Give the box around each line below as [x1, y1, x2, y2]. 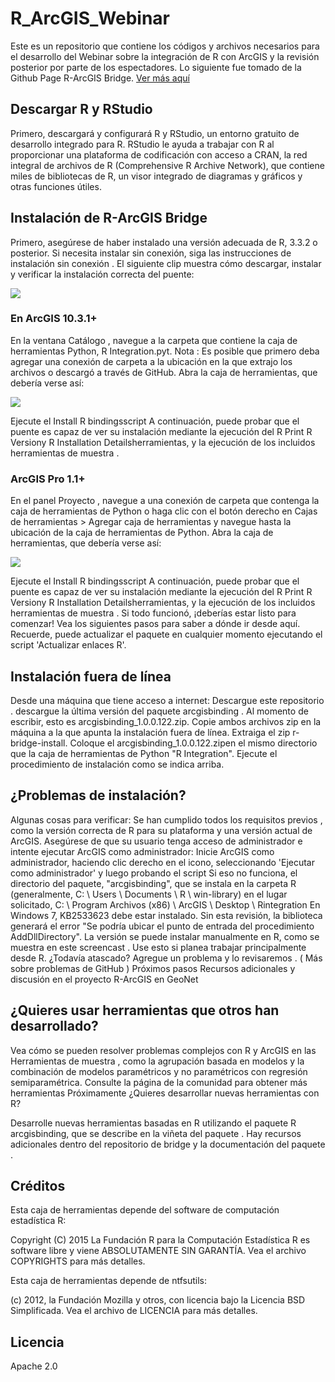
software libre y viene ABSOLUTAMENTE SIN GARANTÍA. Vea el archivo [10, 1245, 307, 1257]
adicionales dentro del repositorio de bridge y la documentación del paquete [10, 1138, 326, 1150]
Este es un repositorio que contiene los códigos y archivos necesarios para [10, 40, 320, 52]
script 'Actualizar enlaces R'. [10, 639, 127, 651]
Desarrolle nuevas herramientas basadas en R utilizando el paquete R [10, 1117, 297, 1129]
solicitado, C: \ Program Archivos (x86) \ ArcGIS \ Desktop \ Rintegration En [10, 898, 321, 911]
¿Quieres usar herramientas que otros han [10, 1002, 280, 1019]
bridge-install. [10, 737, 68, 749]
